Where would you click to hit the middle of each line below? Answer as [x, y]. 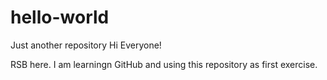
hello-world [60, 17]
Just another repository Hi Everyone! [86, 45]
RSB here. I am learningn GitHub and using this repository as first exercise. [164, 64]
